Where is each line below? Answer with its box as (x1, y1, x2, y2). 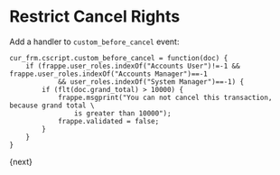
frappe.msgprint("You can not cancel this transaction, (57, 93, 273, 102)
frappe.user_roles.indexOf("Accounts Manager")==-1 (9, 69, 208, 78)
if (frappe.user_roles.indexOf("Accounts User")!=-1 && (25, 61, 241, 70)
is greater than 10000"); (73, 108, 172, 118)
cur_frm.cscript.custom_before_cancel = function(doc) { (9, 53, 229, 62)
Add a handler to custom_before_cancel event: (9, 36, 180, 47)
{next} (9, 156, 33, 167)
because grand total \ (9, 101, 95, 110)
